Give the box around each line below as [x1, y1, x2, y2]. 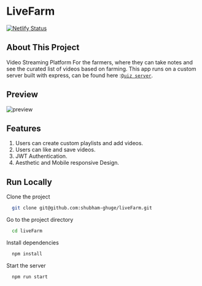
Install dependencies [6, 239, 60, 246]
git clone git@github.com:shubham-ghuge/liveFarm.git [12, 205, 152, 211]
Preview [6, 89, 39, 100]
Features [6, 123, 41, 134]
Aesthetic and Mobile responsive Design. [15, 159, 120, 167]
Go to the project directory [6, 216, 74, 224]
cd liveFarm [12, 228, 43, 234]
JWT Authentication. [15, 152, 68, 160]
